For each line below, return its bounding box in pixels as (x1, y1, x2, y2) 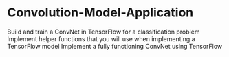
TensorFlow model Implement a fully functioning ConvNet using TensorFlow (7, 42, 223, 50)
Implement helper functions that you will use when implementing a (7, 34, 195, 43)
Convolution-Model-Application (7, 5, 194, 21)
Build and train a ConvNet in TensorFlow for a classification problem (7, 27, 200, 36)
